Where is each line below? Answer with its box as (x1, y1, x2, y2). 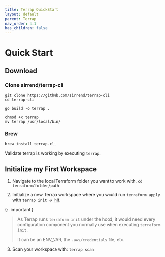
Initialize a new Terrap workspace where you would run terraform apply (12, 192, 160, 198)
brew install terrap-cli (5, 142, 56, 147)
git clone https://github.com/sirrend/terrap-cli (5, 93, 110, 98)
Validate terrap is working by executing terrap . (5, 150, 101, 156)
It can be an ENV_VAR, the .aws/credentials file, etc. (17, 237, 125, 243)
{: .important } (5, 207, 34, 213)
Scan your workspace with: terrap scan (12, 246, 94, 252)
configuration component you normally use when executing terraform (17, 222, 161, 228)
